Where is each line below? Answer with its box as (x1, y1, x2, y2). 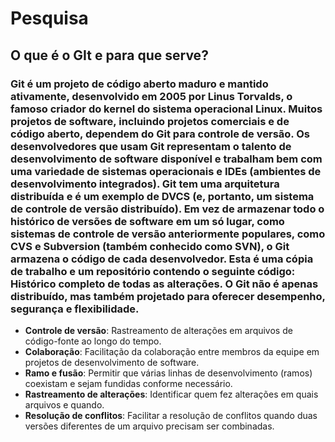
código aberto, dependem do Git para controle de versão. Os (10, 127, 310, 141)
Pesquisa (10, 7, 89, 30)
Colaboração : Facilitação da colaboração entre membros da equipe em (24, 345, 320, 357)
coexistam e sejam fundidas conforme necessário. (24, 377, 233, 389)
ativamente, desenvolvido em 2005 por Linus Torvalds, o (10, 89, 293, 103)
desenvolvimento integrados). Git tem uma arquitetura (10, 177, 280, 191)
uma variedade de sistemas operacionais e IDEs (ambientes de (10, 164, 322, 178)
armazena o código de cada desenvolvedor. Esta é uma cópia (10, 252, 314, 266)
